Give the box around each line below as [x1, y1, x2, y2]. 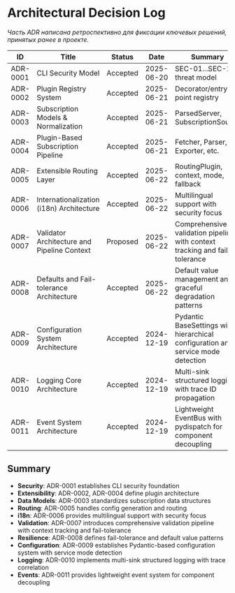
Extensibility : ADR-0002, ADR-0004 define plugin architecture [17, 489, 199, 497]
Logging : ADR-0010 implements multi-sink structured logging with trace [17, 555, 226, 564]
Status [111, 52, 134, 61]
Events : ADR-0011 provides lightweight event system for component [17, 571, 215, 579]
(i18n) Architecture [36, 203, 100, 213]
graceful [174, 283, 203, 293]
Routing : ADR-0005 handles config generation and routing [17, 504, 187, 512]
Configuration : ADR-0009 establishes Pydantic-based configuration [17, 541, 215, 549]
